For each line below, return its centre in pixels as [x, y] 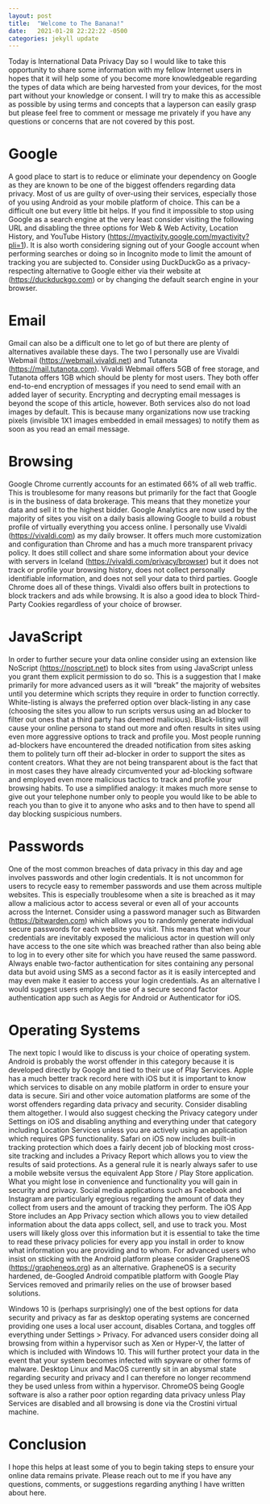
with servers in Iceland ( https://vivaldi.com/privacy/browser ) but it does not [134, 562]
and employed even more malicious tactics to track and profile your [120, 779]
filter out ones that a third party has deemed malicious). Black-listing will [129, 719]
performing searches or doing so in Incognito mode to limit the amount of [130, 254]
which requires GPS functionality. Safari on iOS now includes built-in [122, 1138]
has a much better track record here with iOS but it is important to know [127, 1078]
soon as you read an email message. [69, 429]
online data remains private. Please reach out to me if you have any [120, 1475]
